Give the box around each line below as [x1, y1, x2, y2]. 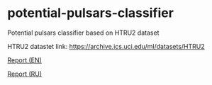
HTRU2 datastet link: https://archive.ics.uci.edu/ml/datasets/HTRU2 [7, 42, 205, 50]
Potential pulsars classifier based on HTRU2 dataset [7, 28, 160, 37]
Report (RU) [7, 69, 43, 78]
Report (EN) [7, 55, 43, 64]
